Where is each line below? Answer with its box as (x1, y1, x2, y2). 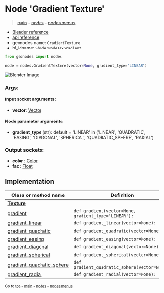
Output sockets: (5, 146, 44, 153)
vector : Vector (12, 107, 41, 113)
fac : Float (12, 163, 33, 169)
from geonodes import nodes (5, 54, 62, 59)
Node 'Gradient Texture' (5, 3, 105, 15)
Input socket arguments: (5, 97, 56, 102)
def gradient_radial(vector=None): (73, 272, 156, 277)
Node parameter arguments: (5, 119, 64, 124)
